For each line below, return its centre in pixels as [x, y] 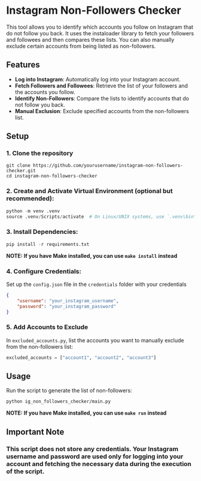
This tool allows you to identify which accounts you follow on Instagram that [100, 27]
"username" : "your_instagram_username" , [68, 301]
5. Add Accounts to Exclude [47, 327]
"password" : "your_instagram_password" [67, 306]
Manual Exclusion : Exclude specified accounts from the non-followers [102, 111]
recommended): [30, 199]
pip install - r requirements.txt [48, 244]
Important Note [35, 432]
